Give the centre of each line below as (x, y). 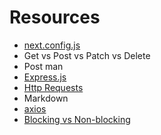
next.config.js (52, 45)
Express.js (45, 77)
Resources (55, 17)
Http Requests (53, 87)
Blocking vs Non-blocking (77, 119)
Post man (43, 66)
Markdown (46, 98)
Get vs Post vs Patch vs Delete (87, 55)
